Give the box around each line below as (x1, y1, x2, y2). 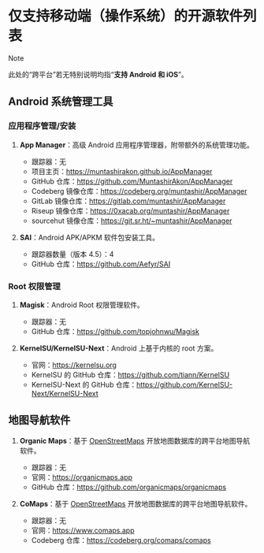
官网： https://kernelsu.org (31, 360, 117, 369)
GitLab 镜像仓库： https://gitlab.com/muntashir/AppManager (31, 196, 226, 206)
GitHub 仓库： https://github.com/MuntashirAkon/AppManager (31, 176, 233, 186)
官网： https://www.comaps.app (31, 525, 136, 535)
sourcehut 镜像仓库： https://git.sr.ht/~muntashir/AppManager (31, 216, 232, 225)
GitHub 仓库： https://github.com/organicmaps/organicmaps (31, 482, 227, 492)
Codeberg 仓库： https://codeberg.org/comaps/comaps (31, 535, 211, 544)
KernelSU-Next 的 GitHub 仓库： (31, 380, 137, 389)
